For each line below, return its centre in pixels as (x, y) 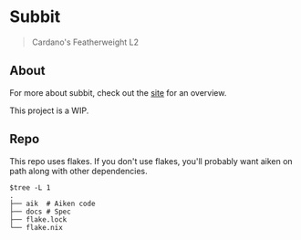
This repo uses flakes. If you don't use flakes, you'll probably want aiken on (151, 161)
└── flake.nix (36, 227)
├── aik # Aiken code (52, 203)
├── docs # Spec (40, 212)
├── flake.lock (38, 219)
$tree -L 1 (30, 188)
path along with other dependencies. (78, 171)
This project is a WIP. (49, 110)
